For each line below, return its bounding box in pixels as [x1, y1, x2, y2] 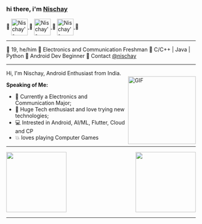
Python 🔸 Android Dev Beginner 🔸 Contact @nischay [6, 52, 136, 60]
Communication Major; [14, 99, 72, 107]
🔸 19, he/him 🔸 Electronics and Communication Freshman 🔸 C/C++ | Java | [6, 46, 191, 53]
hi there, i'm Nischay [6, 5, 68, 13]
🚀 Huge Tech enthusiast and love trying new [14, 106, 125, 113]
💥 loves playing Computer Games [14, 134, 99, 142]
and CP [14, 128, 34, 135]
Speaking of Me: [6, 81, 48, 89]
